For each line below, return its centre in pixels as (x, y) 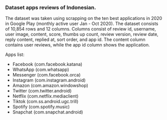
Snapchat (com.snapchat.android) (48, 112)
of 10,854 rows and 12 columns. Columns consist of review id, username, (81, 29)
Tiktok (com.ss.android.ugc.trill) (45, 101)
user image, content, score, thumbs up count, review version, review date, (82, 34)
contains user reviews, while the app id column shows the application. (78, 45)
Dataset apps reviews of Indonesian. (51, 7)
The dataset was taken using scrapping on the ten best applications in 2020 (84, 18)
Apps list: (15, 54)
